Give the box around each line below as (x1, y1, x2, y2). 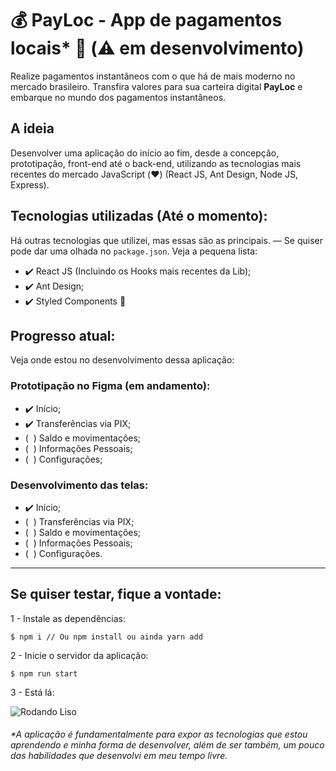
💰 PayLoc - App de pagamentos (10, 9, 283, 32)
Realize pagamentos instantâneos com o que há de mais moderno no (10, 70, 296, 82)
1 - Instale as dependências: (10, 612, 127, 624)
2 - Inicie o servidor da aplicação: (10, 649, 149, 661)
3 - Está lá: (10, 686, 55, 698)
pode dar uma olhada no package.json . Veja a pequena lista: (10, 245, 258, 257)
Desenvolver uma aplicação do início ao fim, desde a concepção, (10, 147, 280, 159)
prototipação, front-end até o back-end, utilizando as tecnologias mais (10, 157, 302, 169)
